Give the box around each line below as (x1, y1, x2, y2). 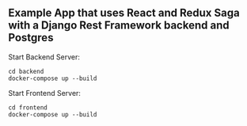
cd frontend (8, 103, 47, 112)
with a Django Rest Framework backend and (8, 19, 230, 32)
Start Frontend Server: (8, 88, 82, 97)
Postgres (8, 31, 54, 44)
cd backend (8, 67, 44, 75)
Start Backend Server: (8, 52, 81, 62)
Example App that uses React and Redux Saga (8, 6, 240, 20)
